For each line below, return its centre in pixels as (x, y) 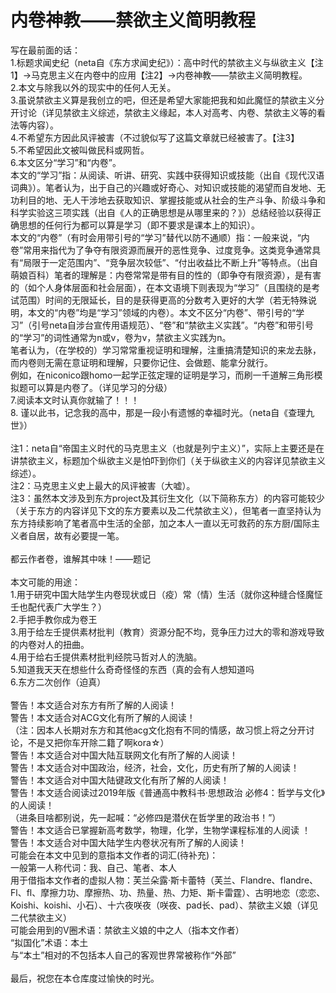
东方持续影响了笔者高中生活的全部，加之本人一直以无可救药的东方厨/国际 (161, 523)
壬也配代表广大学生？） (58, 607)
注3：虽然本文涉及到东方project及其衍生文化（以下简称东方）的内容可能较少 (167, 498)
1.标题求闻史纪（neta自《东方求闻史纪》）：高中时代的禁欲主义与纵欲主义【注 (167, 62)
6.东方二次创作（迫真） (58, 682)
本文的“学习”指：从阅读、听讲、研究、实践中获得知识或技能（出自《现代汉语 (167, 175)
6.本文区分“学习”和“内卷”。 (66, 162)
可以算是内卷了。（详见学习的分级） (100, 387)
